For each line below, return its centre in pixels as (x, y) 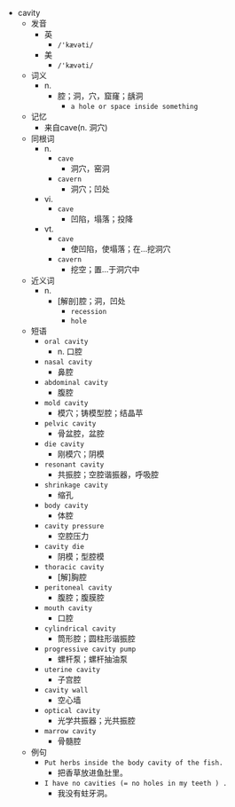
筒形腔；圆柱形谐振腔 (96, 639)
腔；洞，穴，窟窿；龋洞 (100, 96)
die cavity (64, 444)
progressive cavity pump (90, 649)
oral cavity (66, 341)
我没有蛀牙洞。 (85, 793)
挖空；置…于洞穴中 (105, 269)
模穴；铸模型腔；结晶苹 (100, 413)
